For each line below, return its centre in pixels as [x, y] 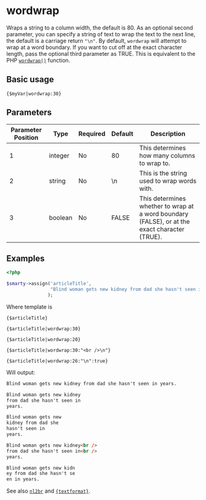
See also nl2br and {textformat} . [48, 491]
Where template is [29, 307]
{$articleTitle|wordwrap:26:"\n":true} [57, 361]
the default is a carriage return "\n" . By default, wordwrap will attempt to [97, 40]
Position [26, 137]
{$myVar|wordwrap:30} [34, 94]
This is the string [163, 173]
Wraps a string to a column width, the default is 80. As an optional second [100, 28]
